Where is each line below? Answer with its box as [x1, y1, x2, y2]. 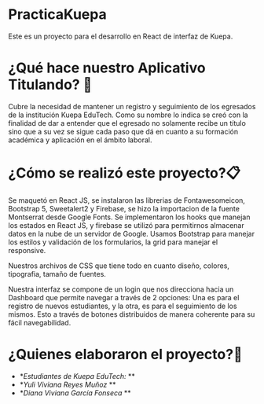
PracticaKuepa [8, 6, 108, 24]
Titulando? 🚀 [8, 76, 93, 94]
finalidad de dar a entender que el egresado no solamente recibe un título [8, 118, 246, 127]
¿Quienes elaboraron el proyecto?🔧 [8, 346, 243, 363]
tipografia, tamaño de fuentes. [8, 269, 106, 278]
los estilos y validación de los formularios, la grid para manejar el [8, 237, 218, 247]
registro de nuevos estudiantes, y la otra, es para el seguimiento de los [8, 301, 237, 310]
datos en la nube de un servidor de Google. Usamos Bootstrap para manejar [8, 229, 255, 238]
